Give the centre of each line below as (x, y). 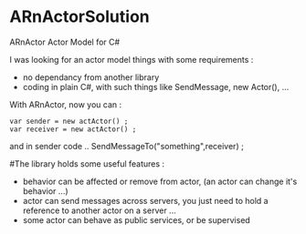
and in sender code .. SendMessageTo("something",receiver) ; (127, 146)
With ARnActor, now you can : (66, 104)
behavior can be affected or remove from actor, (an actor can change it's (160, 181)
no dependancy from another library (91, 77)
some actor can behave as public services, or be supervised (137, 219)
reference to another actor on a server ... (99, 210)
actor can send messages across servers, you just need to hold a (145, 200)
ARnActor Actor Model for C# (65, 42)
